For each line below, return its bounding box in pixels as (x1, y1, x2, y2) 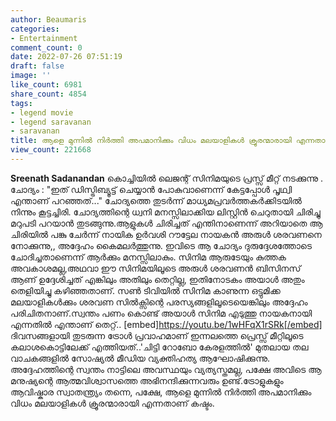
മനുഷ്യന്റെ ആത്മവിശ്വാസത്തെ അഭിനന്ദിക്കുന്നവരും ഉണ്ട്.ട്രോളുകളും (10, 374, 284, 386)
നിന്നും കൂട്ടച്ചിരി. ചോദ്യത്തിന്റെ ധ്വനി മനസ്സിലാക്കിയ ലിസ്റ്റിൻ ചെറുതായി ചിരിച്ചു (10, 206, 321, 218)
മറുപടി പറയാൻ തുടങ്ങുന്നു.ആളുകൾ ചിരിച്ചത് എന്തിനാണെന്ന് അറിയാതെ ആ (10, 217, 323, 229)
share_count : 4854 (10, 89, 87, 99)
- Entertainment (10, 33, 78, 43)
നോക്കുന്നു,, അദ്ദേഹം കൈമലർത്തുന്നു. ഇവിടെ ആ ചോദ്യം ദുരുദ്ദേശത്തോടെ (10, 239, 313, 251)
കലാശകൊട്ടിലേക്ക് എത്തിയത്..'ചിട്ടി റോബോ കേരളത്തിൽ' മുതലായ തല (10, 341, 309, 353)
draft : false (10, 61, 65, 71)
